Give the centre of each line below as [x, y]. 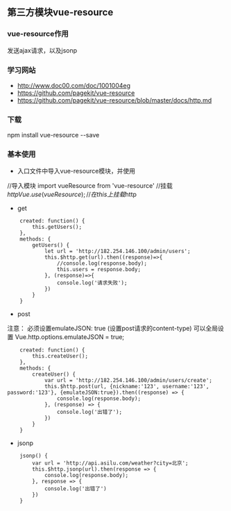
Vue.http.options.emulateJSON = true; [70, 337]
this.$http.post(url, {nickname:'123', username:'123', [127, 386]
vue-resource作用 [38, 34]
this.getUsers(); [57, 227]
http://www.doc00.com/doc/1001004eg [74, 85]
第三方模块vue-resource [60, 12]
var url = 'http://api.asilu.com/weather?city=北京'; [110, 463]
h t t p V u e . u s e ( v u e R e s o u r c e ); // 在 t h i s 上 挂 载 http [72, 194]
